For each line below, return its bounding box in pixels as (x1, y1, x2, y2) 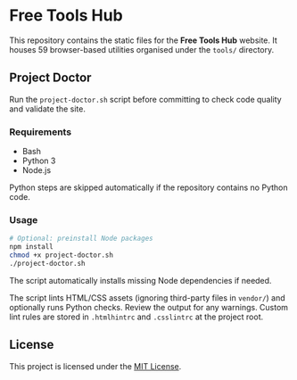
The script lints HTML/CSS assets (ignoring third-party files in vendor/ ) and (9, 292, 285, 303)
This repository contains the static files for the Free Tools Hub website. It (9, 35, 278, 45)
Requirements (9, 126, 72, 138)
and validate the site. (9, 103, 87, 114)
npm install (9, 243, 54, 252)
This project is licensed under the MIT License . (9, 360, 182, 371)
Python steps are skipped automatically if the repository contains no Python (9, 182, 288, 193)
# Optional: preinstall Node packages (9, 234, 153, 244)
